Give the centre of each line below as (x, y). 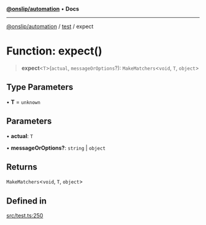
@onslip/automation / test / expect (50, 26)
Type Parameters (40, 87)
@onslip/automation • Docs (43, 9)
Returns (22, 167)
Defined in (27, 201)
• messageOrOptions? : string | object (56, 148)
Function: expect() (54, 51)
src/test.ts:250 (25, 216)
